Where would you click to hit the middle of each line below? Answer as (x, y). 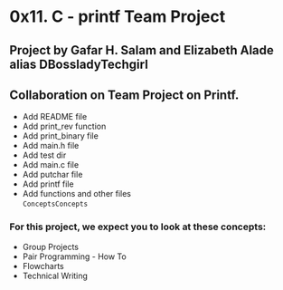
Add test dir (44, 155)
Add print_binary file (61, 136)
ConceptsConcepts (55, 204)
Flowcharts (43, 266)
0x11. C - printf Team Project (118, 17)
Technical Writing (55, 275)
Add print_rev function (64, 126)
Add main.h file (51, 146)
